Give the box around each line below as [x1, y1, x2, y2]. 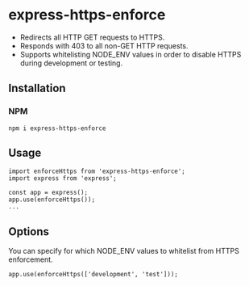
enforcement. [8, 254, 54, 264]
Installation [8, 82, 66, 95]
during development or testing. [19, 58, 123, 68]
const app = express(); [8, 188, 89, 197]
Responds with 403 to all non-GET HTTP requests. [19, 40, 189, 50]
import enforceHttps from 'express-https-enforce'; [8, 167, 185, 175]
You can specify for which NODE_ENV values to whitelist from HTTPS [8, 246, 239, 256]
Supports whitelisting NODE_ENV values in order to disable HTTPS [19, 49, 242, 59]
